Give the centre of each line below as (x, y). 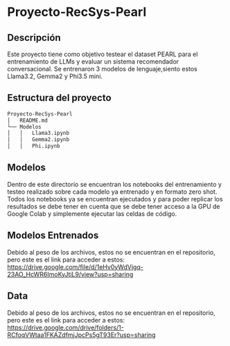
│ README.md (28, 120)
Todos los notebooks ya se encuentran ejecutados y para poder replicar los (115, 199)
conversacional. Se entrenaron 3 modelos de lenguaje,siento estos (102, 69)
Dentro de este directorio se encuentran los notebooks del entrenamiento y (114, 184)
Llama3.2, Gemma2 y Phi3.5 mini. (55, 76)
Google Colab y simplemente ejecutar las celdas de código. (92, 213)
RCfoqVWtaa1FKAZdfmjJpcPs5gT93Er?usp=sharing (81, 335)
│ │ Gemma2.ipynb (38, 140)
